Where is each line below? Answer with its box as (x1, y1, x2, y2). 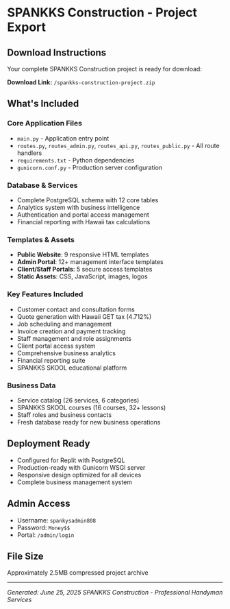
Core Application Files (7, 119, 82, 128)
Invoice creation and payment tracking (16, 327, 126, 335)
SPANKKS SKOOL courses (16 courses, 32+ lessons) (16, 403, 166, 411)
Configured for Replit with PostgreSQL (16, 456, 125, 464)
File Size (7, 550, 44, 562)
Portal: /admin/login (16, 530, 75, 539)
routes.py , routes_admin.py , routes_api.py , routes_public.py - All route (16, 141, 220, 150)
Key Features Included (7, 289, 84, 299)
